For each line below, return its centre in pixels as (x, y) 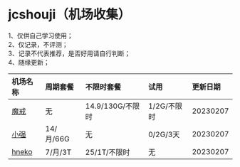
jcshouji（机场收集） (69, 15)
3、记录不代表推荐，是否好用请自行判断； (69, 53)
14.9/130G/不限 (113, 106)
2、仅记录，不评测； (38, 44)
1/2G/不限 (165, 106)
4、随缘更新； (29, 62)
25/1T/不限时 (108, 152)
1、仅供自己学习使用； (41, 36)
